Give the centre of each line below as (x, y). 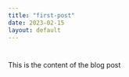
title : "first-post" (42, 15)
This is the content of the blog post (64, 64)
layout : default (34, 30)
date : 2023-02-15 (36, 23)
